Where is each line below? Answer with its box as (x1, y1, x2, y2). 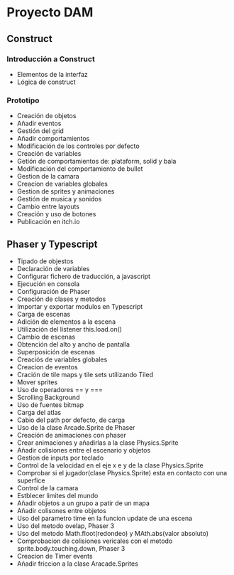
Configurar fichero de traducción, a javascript (16, 272, 150, 280)
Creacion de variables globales (16, 179, 108, 189)
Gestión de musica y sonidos (16, 195, 102, 204)
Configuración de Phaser (16, 287, 90, 295)
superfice (16, 476, 45, 485)
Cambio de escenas (16, 332, 76, 341)
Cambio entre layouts (16, 202, 79, 211)
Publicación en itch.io (16, 218, 80, 226)
